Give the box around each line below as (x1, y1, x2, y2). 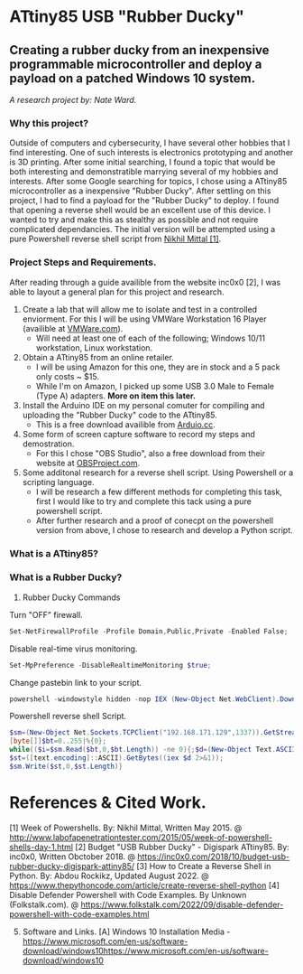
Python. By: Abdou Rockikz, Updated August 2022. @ (9, 870, 209, 881)
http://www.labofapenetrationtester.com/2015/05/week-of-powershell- (9, 831, 273, 842)
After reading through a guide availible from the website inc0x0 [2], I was (9, 276, 281, 287)
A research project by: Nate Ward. (9, 95, 137, 105)
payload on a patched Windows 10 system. (9, 70, 256, 86)
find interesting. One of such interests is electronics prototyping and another (9, 147, 294, 158)
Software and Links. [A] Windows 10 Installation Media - (22, 926, 231, 937)
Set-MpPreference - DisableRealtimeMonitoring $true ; (9, 660, 212, 670)
